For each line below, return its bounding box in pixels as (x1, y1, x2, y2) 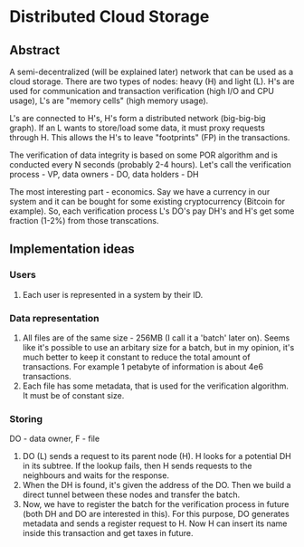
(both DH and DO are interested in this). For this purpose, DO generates (22, 509, 290, 520)
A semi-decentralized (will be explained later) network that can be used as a (9, 66, 294, 77)
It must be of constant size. (22, 389, 125, 400)
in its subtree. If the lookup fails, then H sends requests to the (22, 460, 252, 472)
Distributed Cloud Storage (9, 6, 210, 27)
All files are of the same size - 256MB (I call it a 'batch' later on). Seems (22, 332, 290, 343)
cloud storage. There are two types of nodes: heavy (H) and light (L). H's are (9, 76, 295, 87)
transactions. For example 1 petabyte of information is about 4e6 (22, 360, 264, 372)
